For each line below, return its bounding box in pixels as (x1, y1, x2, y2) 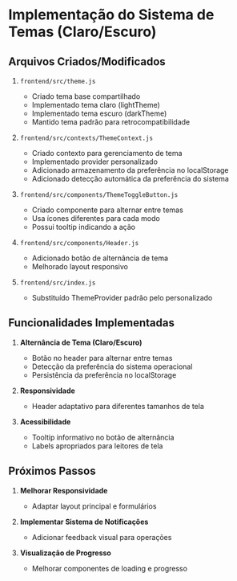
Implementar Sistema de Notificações (19, 517, 149, 526)
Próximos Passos (8, 464, 96, 478)
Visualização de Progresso (19, 548, 112, 558)
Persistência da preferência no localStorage (31, 370, 177, 379)
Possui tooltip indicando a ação (31, 223, 136, 231)
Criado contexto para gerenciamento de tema (31, 149, 183, 158)
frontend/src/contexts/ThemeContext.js (19, 134, 154, 142)
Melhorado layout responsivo (31, 262, 128, 271)
